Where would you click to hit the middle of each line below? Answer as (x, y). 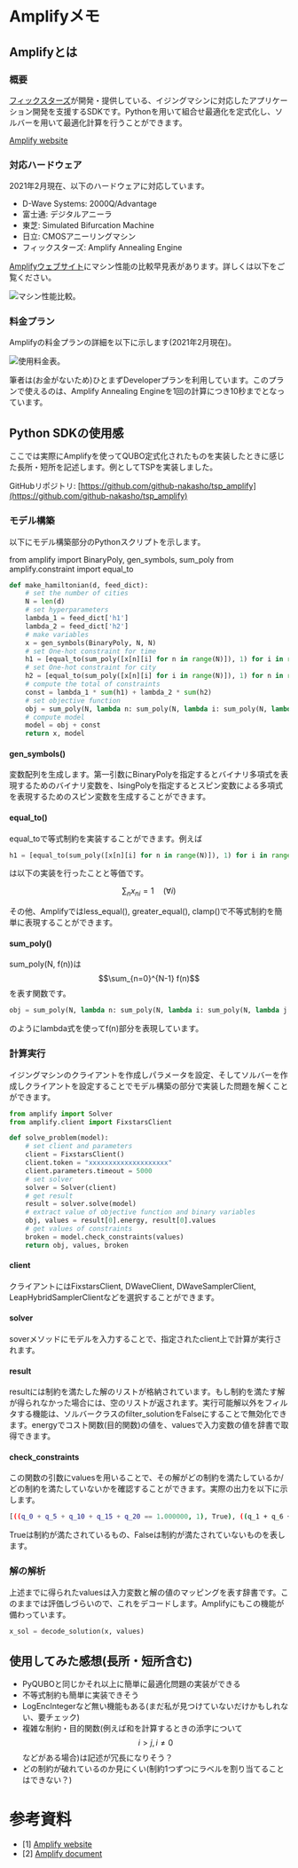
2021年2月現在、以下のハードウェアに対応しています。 (110, 186)
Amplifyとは (43, 52)
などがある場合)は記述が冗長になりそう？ (97, 1758)
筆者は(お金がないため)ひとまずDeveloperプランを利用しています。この (139, 380)
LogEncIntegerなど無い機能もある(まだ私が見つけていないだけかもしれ (151, 1706)
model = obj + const (63, 725)
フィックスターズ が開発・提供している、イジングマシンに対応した (129, 100)
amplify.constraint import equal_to (72, 569)
